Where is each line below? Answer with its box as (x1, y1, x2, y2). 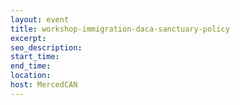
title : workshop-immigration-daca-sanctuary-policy (10, 24, 230, 34)
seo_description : (10, 42, 83, 53)
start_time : (10, 52, 60, 62)
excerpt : (10, 33, 47, 43)
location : (10, 71, 52, 81)
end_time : (10, 61, 52, 71)
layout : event (10, 14, 70, 25)
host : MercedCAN (10, 80, 78, 90)
